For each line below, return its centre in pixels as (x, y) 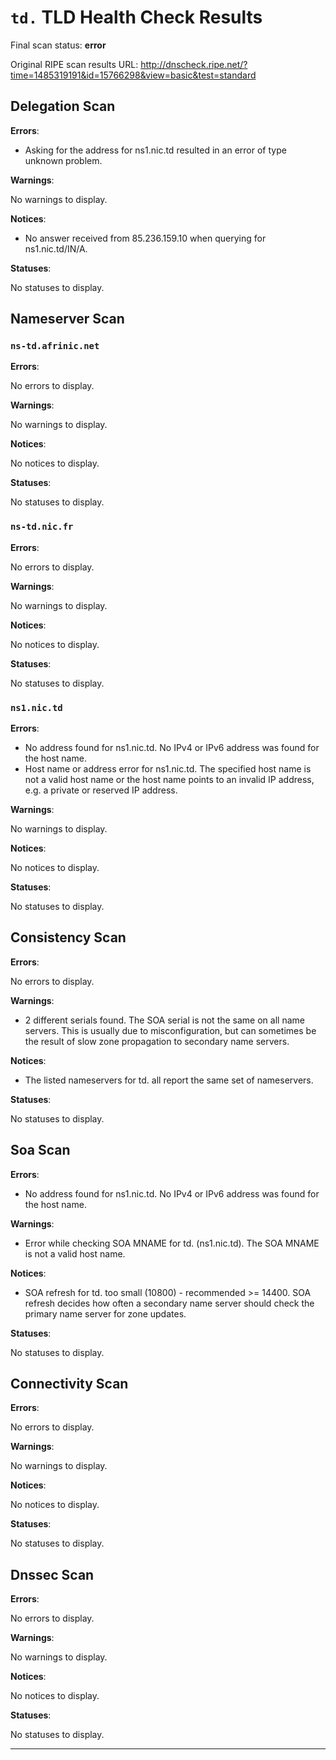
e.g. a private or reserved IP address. (101, 790)
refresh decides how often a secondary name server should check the (169, 1303)
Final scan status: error (58, 45)
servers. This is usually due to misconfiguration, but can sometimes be (170, 1030)
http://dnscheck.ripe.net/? (194, 64)
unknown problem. (63, 160)
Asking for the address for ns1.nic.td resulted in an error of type (155, 150)
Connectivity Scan (69, 1384)
